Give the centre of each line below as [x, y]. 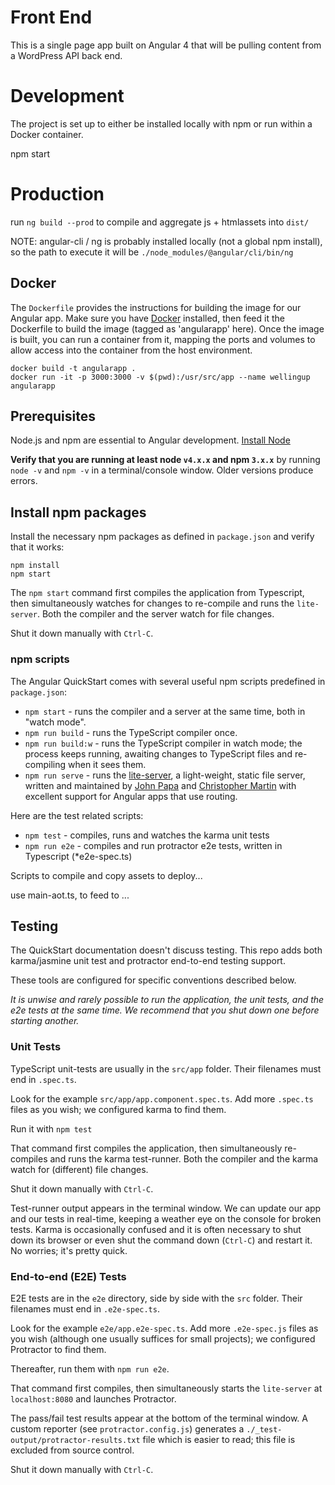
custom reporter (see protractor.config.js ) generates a [127, 1428]
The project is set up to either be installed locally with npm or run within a [161, 123]
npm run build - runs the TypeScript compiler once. [131, 732]
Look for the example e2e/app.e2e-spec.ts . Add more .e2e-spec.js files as [164, 1328]
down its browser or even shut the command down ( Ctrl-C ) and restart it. [161, 1240]
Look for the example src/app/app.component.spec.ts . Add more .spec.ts [162, 1098]
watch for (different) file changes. [79, 1169]
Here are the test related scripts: [77, 815]
